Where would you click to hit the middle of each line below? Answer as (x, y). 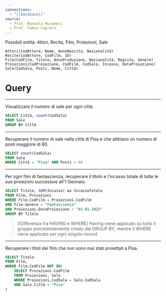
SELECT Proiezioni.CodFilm (42, 271)
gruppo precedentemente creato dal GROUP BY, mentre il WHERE (84, 229)
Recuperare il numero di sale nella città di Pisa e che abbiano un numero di (81, 139)
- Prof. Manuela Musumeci (36, 24)
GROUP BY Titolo (22, 214)
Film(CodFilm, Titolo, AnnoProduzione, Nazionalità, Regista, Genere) (79, 60)
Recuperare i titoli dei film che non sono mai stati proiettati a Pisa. (72, 248)
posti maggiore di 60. (27, 144)
